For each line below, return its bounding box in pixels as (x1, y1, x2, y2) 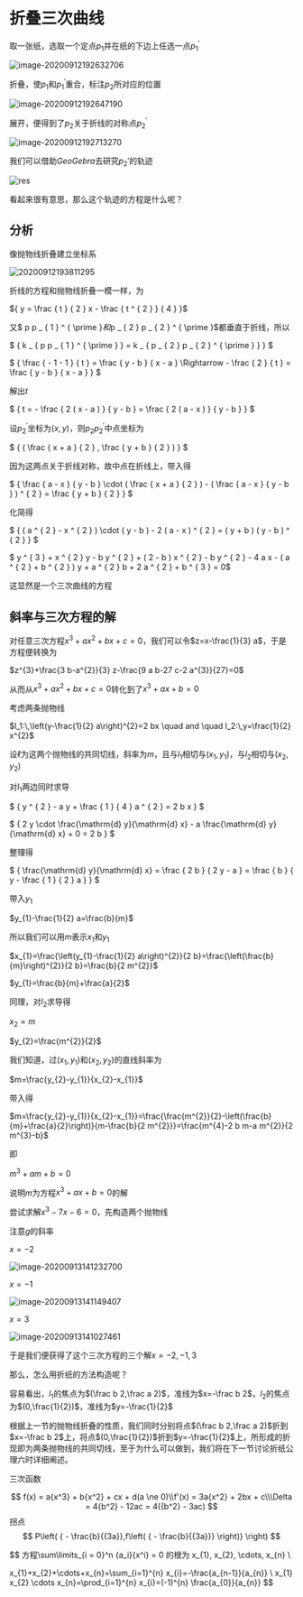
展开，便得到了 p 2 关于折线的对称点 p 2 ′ (9, 115, 148, 131)
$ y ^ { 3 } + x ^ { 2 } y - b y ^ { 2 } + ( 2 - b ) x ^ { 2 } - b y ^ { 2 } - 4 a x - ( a (9, 552, 290, 563)
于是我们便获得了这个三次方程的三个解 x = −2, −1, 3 (9, 1350, 197, 1361)
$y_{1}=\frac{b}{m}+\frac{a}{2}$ (9, 978, 131, 989)
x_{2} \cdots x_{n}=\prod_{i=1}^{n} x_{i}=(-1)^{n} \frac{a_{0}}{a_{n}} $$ (9, 1576, 274, 1588)
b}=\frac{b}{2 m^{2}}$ (75, 960, 159, 971)
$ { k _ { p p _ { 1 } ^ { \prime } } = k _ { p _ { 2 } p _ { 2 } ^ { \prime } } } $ (9, 339, 273, 350)
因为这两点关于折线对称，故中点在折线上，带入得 (9, 461, 191, 472)
